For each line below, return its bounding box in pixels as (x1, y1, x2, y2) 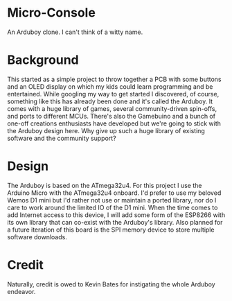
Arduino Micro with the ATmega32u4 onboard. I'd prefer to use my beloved (7, 189, 222, 197)
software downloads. (7, 232, 67, 241)
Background (7, 52, 79, 68)
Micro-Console (7, 5, 96, 21)
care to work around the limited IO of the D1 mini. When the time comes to (7, 203, 218, 212)
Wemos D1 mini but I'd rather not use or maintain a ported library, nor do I (7, 196, 217, 204)
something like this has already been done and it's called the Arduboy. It (7, 97, 213, 105)
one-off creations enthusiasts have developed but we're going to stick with (7, 119, 222, 128)
